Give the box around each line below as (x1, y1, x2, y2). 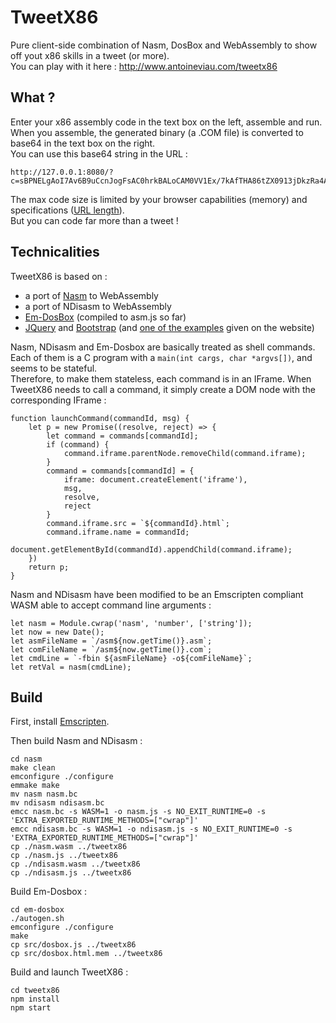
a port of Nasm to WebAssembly (24, 289, 159, 301)
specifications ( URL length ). (10, 204, 125, 216)
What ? (10, 89, 56, 106)
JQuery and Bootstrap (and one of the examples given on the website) (24, 321, 315, 333)
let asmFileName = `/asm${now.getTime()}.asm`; (10, 636, 213, 646)
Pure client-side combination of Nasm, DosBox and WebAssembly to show (10, 39, 318, 51)
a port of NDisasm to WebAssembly (24, 300, 172, 312)
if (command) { (46, 439, 110, 450)
